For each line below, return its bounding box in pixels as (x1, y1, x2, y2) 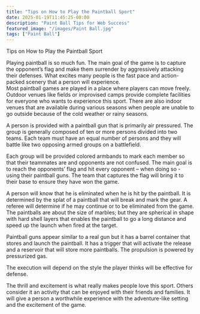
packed (6, 79, 25, 86)
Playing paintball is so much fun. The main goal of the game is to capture (6, 59, 186, 67)
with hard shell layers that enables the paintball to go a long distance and (6, 216, 187, 223)
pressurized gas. (6, 253, 48, 260)
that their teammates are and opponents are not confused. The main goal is (6, 159, 193, 166)
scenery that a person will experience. (26, 79, 121, 86)
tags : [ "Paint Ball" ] (6, 31, 60, 37)
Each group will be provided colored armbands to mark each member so (6, 152, 185, 160)
